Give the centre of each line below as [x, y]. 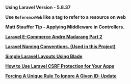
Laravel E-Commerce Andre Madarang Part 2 [54, 37]
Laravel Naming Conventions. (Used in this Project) [60, 47]
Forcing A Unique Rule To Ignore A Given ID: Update [61, 76]
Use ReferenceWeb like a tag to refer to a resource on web [66, 17]
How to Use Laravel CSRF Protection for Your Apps [60, 66]
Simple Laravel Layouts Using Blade [44, 56]
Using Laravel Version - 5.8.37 [38, 7]
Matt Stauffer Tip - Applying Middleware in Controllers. [65, 27]
